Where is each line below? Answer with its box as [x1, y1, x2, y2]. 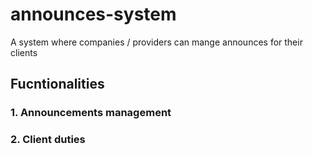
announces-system [10, 3, 177, 26]
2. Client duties [10, 133, 86, 147]
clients [10, 46, 38, 58]
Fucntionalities [10, 76, 105, 93]
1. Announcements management [10, 106, 172, 120]
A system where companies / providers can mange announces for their [10, 36, 303, 48]
